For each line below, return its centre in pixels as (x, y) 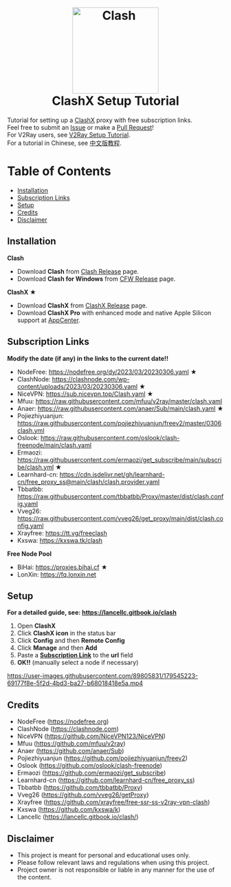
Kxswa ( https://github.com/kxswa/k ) (69, 810)
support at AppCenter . (48, 320)
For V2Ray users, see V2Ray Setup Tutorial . (69, 134)
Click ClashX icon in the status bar (66, 633)
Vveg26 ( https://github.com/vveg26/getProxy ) (83, 795)
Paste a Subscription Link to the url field (75, 655)
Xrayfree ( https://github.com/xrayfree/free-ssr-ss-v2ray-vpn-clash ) (113, 802)
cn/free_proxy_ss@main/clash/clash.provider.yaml (88, 481)
